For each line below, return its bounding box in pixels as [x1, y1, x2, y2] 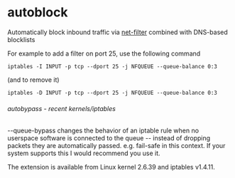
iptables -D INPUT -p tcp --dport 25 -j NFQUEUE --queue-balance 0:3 [7, 89, 218, 96]
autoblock [7, 4, 68, 21]
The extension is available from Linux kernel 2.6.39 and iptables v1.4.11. [7, 163, 215, 172]
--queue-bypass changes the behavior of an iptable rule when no [7, 126, 200, 135]
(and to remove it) [7, 75, 60, 84]
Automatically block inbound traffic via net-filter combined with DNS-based [7, 28, 229, 36]
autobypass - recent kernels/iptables [7, 104, 116, 112]
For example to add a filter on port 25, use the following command [7, 49, 201, 58]
